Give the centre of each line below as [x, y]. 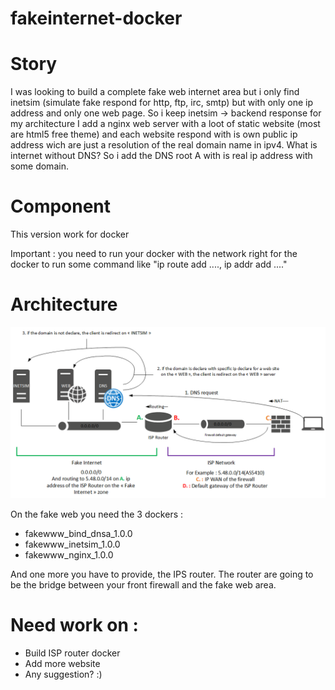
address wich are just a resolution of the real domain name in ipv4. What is [164, 145]
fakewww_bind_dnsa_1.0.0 [78, 533]
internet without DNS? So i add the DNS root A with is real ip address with [161, 156]
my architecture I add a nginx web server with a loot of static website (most [165, 124]
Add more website [62, 663]
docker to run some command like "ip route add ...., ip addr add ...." [149, 264]
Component [61, 206]
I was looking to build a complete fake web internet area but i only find [155, 92]
